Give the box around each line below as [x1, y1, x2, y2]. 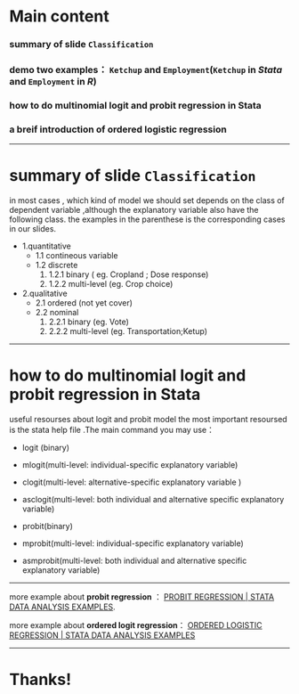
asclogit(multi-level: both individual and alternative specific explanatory [21, 494, 285, 505]
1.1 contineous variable [35, 250, 118, 261]
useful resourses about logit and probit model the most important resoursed [9, 414, 287, 425]
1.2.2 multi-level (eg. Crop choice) [48, 279, 174, 290]
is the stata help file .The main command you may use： [9, 425, 215, 436]
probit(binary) [21, 521, 74, 532]
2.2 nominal [35, 307, 79, 318]
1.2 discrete [35, 260, 78, 271]
